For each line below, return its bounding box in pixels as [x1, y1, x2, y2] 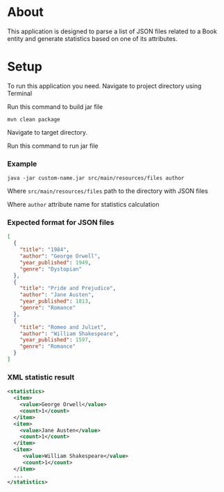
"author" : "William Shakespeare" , [19, 330, 119, 337]
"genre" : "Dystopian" [19, 265, 82, 273]
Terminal [7, 89, 33, 97]
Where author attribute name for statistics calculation [7, 201, 160, 209]
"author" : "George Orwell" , [19, 253, 101, 260]
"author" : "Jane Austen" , [19, 291, 95, 298]
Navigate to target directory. [7, 128, 88, 136]
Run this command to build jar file [7, 102, 103, 111]
